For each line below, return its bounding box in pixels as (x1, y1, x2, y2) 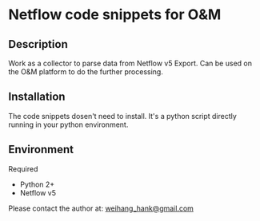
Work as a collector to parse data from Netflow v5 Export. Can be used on (8, 58, 252, 68)
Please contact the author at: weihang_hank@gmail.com (8, 203, 194, 213)
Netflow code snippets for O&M (8, 6, 222, 24)
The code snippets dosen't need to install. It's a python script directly (8, 111, 238, 120)
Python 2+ (19, 180, 55, 189)
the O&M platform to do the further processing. (8, 67, 164, 77)
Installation (8, 90, 66, 104)
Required (8, 164, 38, 173)
